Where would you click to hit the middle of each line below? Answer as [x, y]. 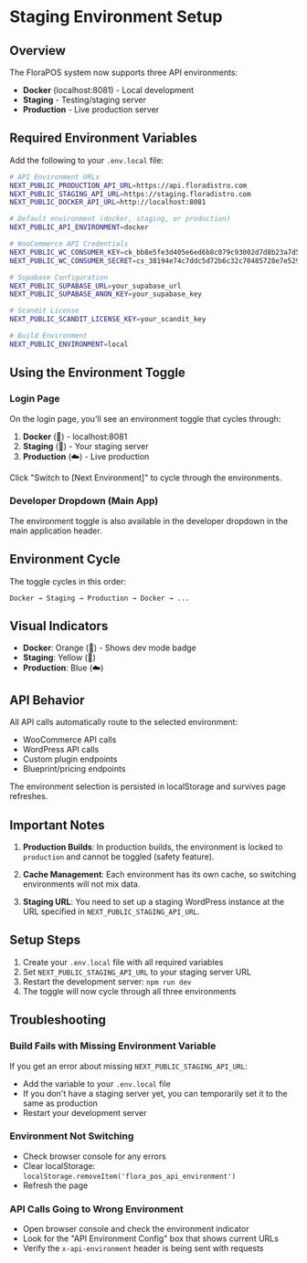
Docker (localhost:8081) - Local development [108, 90]
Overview [38, 51]
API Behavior [47, 700]
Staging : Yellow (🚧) [59, 658]
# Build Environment [49, 336]
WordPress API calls [61, 750]
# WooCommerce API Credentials [69, 244]
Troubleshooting [58, 1020]
